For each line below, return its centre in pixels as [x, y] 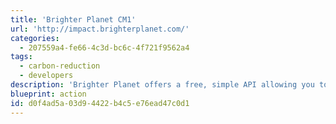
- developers [46, 76]
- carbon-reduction [60, 66]
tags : [21, 57]
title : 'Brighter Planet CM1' [73, 19]
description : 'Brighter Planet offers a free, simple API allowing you [162, 85]
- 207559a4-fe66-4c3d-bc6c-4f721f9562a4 [104, 47]
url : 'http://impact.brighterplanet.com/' [100, 29]
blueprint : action [48, 94]
